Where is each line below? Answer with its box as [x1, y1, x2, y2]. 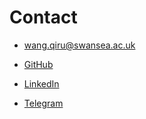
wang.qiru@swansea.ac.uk [23, 39, 136, 51]
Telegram [23, 97, 64, 109]
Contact [9, 6, 78, 29]
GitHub [23, 58, 54, 70]
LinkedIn [23, 77, 60, 90]
